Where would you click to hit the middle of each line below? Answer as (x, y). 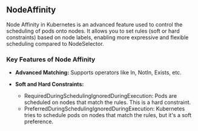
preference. (38, 122)
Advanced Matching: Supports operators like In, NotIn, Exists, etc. (98, 72)
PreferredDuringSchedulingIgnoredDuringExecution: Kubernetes (104, 109)
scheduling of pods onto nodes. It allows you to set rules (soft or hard (93, 31)
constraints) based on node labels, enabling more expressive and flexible (97, 37)
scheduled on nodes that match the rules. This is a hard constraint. (107, 103)
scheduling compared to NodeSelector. (55, 43)
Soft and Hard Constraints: (49, 85)
